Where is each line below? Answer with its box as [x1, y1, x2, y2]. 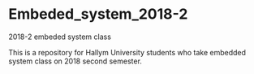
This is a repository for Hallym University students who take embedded [8, 47, 246, 57]
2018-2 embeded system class [8, 32, 112, 41]
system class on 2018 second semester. [8, 56, 142, 66]
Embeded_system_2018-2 [8, 5, 188, 24]
